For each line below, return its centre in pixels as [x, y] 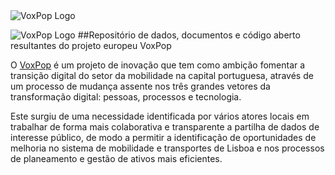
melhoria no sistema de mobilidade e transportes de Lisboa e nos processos [167, 148]
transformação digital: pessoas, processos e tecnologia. [126, 97]
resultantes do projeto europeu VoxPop [91, 45]
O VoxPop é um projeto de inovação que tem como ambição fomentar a [158, 65]
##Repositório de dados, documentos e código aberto [189, 35]
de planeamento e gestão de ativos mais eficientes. [116, 158]
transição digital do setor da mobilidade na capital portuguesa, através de [162, 75]
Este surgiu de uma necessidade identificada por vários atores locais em [160, 116]
